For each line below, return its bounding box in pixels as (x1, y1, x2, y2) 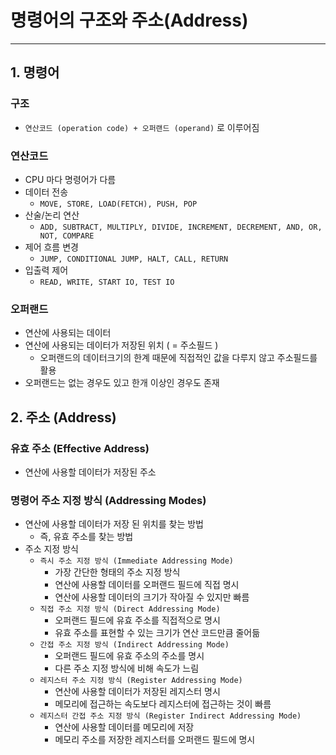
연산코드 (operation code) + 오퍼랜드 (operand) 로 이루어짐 (24, 121, 260, 133)
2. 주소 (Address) (10, 409, 117, 426)
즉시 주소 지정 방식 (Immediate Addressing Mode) (39, 556, 235, 566)
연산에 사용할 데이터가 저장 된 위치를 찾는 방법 (24, 518, 204, 530)
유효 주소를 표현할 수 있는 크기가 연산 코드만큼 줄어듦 (54, 627, 261, 639)
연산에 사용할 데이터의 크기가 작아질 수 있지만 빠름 (54, 591, 250, 603)
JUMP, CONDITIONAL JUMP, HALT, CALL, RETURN (39, 254, 229, 264)
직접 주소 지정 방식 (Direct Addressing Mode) (39, 604, 221, 615)
